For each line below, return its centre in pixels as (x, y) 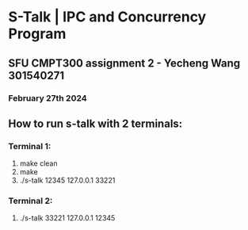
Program (37, 34)
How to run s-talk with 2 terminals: (95, 123)
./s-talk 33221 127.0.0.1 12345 (67, 218)
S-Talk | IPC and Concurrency (107, 17)
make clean (38, 163)
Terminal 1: (30, 146)
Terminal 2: (31, 201)
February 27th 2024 (48, 98)
